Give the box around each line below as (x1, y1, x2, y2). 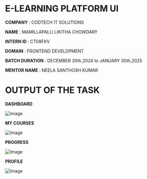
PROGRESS (5, 139, 29, 145)
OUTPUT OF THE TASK (5, 85, 100, 96)
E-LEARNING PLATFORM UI (5, 3, 119, 14)
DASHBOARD (5, 101, 33, 107)
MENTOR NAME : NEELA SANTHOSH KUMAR (5, 67, 98, 73)
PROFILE (5, 158, 23, 164)
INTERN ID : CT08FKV (5, 38, 50, 45)
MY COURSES (5, 120, 34, 126)
